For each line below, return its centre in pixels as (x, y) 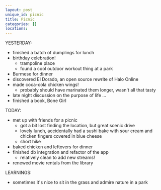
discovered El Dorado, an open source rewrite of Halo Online (75, 79)
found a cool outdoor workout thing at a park (66, 69)
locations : (17, 29)
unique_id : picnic (24, 15)
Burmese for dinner (32, 74)
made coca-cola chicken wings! (46, 85)
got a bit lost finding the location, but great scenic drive (77, 126)
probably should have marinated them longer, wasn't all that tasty (88, 90)
